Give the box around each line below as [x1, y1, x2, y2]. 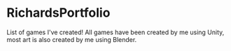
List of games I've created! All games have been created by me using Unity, [6, 28, 225, 36]
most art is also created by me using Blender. [6, 35, 137, 43]
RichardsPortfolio [6, 5, 111, 21]
